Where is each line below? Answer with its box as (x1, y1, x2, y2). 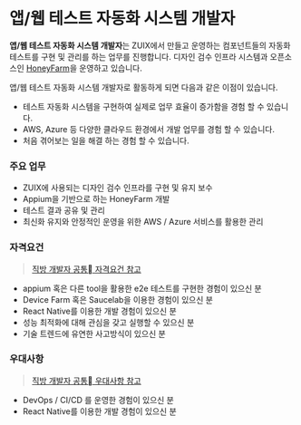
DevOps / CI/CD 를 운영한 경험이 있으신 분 (22, 394, 174, 405)
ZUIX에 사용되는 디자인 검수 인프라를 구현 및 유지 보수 (22, 182, 213, 193)
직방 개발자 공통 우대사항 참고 (31, 375, 142, 386)
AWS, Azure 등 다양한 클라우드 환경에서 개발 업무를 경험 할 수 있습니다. (22, 123, 275, 134)
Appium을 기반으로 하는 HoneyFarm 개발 (22, 194, 170, 205)
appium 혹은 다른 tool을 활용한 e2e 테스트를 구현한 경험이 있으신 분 (22, 283, 262, 294)
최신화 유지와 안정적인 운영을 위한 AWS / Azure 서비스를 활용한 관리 (22, 217, 264, 227)
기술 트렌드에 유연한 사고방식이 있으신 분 (22, 328, 166, 339)
